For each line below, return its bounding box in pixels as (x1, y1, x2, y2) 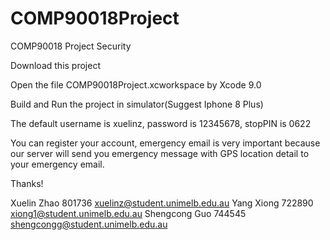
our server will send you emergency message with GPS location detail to (10, 147, 310, 159)
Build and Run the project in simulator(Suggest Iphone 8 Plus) (10, 98, 264, 110)
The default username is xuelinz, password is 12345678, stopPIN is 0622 (10, 117, 312, 129)
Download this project (10, 59, 101, 71)
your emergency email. (10, 158, 105, 170)
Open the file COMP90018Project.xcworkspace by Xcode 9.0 (10, 78, 262, 91)
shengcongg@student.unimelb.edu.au (10, 218, 168, 230)
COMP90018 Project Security (10, 40, 132, 52)
